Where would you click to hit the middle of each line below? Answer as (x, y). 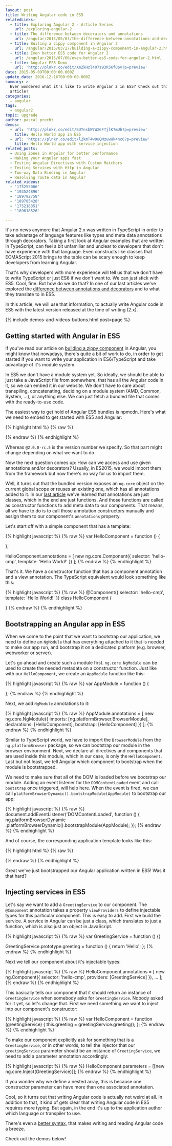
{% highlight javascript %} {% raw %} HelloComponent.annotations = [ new (85, 971)
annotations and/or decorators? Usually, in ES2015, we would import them (83, 468)
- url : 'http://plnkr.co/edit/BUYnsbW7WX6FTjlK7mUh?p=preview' (79, 130)
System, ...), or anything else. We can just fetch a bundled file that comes (82, 397)
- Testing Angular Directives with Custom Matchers (66, 163)
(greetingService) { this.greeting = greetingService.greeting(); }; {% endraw (85, 1024)
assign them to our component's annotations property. (63, 516)
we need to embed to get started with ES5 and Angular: (64, 417)
